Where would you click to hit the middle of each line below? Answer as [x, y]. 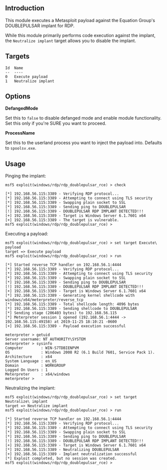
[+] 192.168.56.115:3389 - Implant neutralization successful [71, 454]
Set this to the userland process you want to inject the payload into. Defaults [83, 143]
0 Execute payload [27, 77]
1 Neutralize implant [30, 81]
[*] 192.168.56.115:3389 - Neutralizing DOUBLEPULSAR [62, 450]
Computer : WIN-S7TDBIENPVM [42, 348]
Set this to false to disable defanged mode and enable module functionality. [83, 118]
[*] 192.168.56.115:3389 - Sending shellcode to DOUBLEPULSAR [71, 309]
